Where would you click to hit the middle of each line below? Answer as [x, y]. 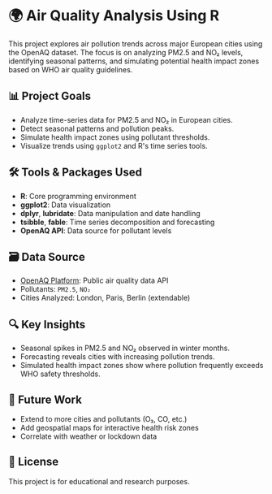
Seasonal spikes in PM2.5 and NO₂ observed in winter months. [125, 348]
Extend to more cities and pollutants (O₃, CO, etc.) [104, 419]
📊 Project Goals [50, 96]
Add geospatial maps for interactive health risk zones [109, 428]
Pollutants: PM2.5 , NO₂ [55, 289]
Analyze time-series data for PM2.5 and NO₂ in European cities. [126, 119]
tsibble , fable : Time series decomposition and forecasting [117, 222]
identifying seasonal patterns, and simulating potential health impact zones [134, 61]
